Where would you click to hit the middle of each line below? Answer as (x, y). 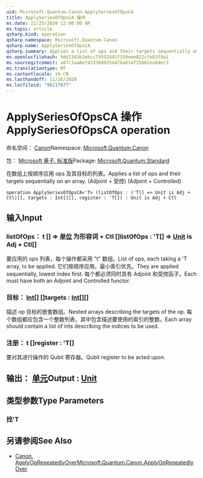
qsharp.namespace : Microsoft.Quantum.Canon (62, 40)
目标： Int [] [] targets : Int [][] (47, 297)
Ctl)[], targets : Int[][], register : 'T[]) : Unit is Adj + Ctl (92, 198)
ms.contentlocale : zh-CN (37, 74)
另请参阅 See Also (39, 441)
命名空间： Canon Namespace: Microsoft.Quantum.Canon (78, 148)
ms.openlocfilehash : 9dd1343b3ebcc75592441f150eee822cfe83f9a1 (88, 57)
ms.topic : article (29, 29)
